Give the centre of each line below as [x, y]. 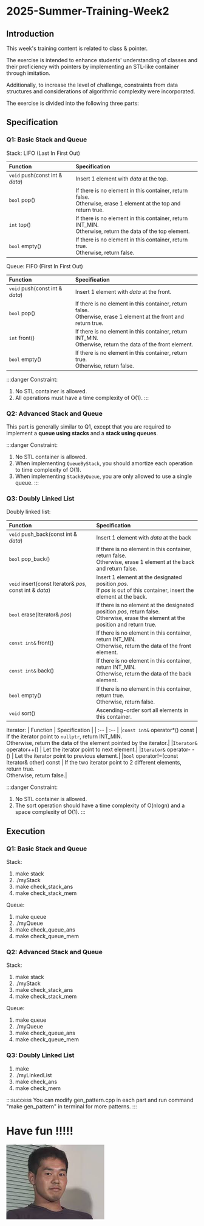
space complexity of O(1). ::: [50, 812]
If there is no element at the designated [145, 605]
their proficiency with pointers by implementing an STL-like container [93, 66]
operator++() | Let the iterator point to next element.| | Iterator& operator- [99, 750]
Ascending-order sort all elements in [142, 710]
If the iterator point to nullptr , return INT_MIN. [64, 736]
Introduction [30, 34]
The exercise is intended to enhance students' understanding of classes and [102, 60]
